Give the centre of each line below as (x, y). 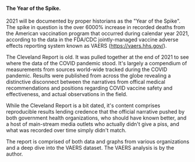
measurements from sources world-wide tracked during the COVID (87, 69)
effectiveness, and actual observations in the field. (67, 94)
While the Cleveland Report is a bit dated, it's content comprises (83, 105)
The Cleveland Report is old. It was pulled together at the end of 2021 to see (97, 57)
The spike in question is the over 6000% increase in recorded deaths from (96, 27)
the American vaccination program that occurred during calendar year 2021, (98, 34)
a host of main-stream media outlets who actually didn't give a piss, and (93, 124)
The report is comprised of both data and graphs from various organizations (98, 142)
